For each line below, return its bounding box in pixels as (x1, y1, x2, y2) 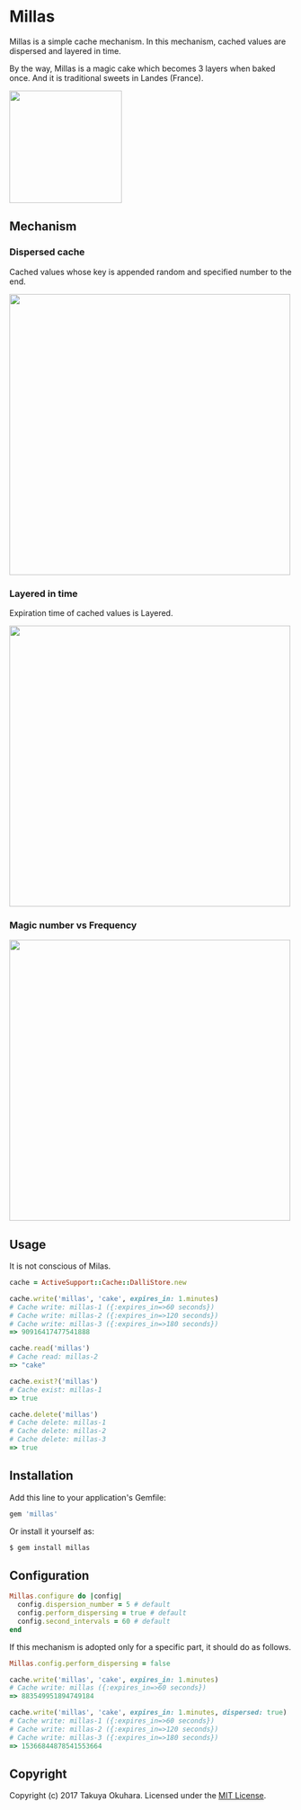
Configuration (9, 1567, 90, 1583)
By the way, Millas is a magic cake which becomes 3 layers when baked (9, 63, 276, 74)
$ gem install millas (9, 1543, 91, 1552)
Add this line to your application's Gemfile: (9, 1492, 166, 1502)
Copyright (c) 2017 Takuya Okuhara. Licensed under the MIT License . (9, 1790, 267, 1801)
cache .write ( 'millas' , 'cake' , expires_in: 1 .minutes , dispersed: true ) (9, 1708, 288, 1717)
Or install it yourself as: (9, 1526, 94, 1537)
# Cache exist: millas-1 (9, 1385, 102, 1395)
